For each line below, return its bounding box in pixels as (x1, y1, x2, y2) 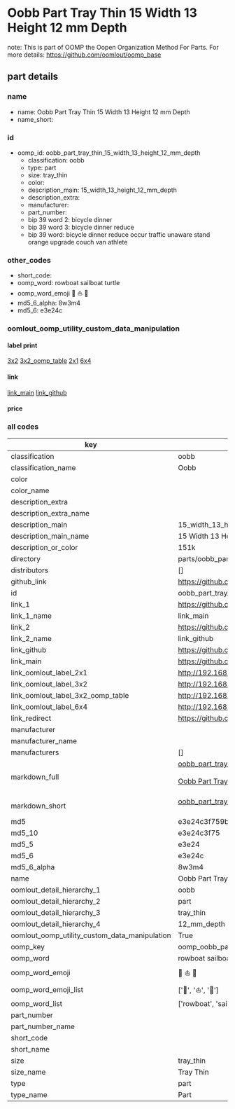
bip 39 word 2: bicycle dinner (27, 215, 113, 223)
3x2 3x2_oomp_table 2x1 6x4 (7, 357, 92, 365)
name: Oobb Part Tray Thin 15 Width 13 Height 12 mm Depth (17, 107, 190, 116)
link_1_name (10, 611, 52, 621)
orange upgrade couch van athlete (27, 237, 128, 246)
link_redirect (10, 713, 52, 723)
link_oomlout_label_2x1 (10, 668, 88, 677)
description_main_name (10, 531, 90, 541)
